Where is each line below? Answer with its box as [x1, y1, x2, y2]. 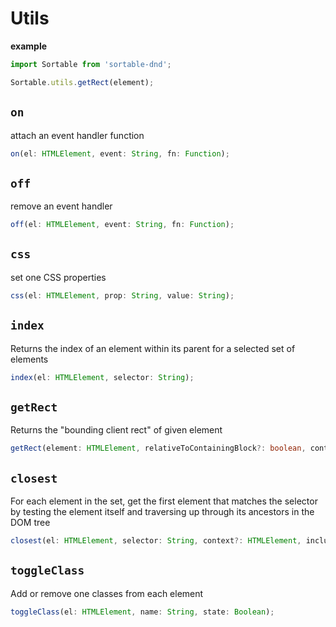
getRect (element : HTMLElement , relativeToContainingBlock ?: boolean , [10, 443, 307, 454]
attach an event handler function [10, 129, 145, 141]
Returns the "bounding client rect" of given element [10, 424, 223, 436]
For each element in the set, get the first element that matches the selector [10, 495, 318, 507]
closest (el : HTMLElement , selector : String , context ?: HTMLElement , [10, 535, 302, 546]
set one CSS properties [10, 271, 107, 283]
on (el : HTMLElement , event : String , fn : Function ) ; [10, 148, 230, 159]
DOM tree [10, 516, 51, 528]
